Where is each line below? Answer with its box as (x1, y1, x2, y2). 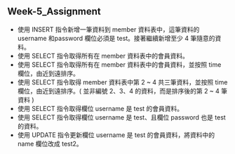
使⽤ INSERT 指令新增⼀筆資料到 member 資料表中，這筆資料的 (17, 25, 200, 34)
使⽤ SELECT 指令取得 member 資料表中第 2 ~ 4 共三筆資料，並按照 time (17, 77, 228, 86)
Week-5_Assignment (7, 6, 102, 18)
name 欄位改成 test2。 (17, 139, 83, 148)
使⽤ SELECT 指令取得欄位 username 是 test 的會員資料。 (17, 104, 184, 113)
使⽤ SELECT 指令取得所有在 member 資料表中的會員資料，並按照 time (17, 60, 222, 69)
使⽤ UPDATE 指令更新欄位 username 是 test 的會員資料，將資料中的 (17, 130, 215, 139)
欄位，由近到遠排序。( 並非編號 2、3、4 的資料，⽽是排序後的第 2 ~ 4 (17, 86, 220, 95)
